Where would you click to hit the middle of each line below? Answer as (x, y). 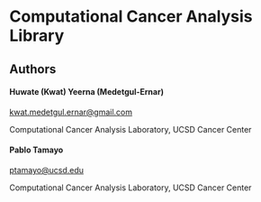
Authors (33, 69)
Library (37, 36)
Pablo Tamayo (36, 150)
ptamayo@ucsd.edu (46, 170)
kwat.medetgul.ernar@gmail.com (71, 112)
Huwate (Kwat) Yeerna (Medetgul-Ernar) (87, 92)
